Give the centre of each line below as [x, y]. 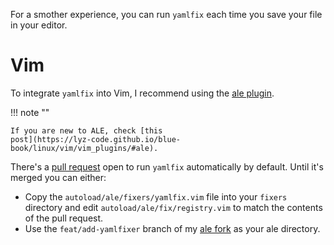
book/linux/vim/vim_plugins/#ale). [84, 148]
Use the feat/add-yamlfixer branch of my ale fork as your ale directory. [172, 228]
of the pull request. [64, 218]
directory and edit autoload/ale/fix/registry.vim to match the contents [173, 207]
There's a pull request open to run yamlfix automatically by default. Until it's [167, 166]
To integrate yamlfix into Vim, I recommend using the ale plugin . [142, 93]
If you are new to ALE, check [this [86, 130]
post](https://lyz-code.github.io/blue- [96, 139]
